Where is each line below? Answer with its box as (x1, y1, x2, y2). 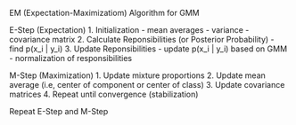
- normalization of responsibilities (9, 53, 132, 63)
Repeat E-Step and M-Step (9, 106, 109, 116)
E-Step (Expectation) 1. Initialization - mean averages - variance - (9, 25, 250, 35)
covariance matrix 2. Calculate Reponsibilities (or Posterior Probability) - (9, 35, 275, 44)
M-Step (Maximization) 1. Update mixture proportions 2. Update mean (9, 70, 266, 81)
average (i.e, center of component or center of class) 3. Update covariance (9, 80, 285, 90)
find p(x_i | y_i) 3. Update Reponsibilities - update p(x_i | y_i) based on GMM (9, 43, 288, 54)
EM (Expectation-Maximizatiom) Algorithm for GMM (9, 8, 200, 18)
